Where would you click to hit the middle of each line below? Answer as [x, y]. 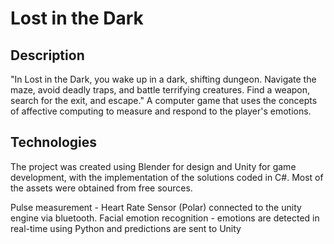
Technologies [54, 142]
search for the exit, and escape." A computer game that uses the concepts [164, 100]
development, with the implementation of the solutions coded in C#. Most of [167, 177]
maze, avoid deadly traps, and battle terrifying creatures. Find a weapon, [160, 90]
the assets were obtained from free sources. [101, 188]
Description [47, 55]
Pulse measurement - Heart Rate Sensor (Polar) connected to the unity [156, 207]
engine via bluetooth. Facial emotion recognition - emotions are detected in [165, 218]
